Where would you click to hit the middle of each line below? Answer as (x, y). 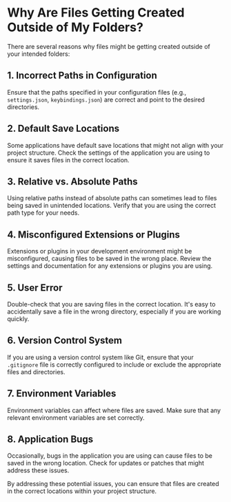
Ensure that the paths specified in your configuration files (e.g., (97, 92)
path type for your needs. (43, 213)
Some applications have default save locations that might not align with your (115, 145)
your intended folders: (39, 54)
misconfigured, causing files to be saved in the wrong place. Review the (109, 259)
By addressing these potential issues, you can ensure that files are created (113, 484)
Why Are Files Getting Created (96, 13)
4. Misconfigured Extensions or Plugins (94, 234)
